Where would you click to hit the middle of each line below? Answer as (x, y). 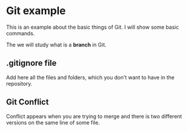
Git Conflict (27, 102)
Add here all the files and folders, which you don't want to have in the (90, 77)
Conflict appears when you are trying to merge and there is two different (94, 116)
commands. (21, 33)
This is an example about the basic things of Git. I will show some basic (93, 27)
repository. (19, 83)
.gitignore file (32, 63)
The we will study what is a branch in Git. (56, 45)
